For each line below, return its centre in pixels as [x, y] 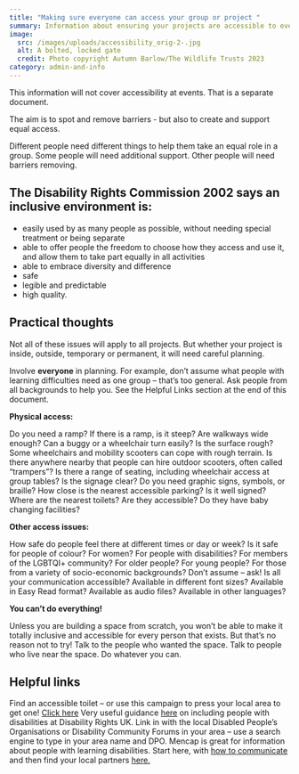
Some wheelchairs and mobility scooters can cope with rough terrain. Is [141, 452]
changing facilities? [44, 509]
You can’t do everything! [56, 608]
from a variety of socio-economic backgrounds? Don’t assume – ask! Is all [145, 572]
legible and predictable [64, 285]
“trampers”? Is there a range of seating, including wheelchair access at [139, 471]
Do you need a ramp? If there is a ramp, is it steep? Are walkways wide [139, 434]
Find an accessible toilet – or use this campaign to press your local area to [145, 704]
